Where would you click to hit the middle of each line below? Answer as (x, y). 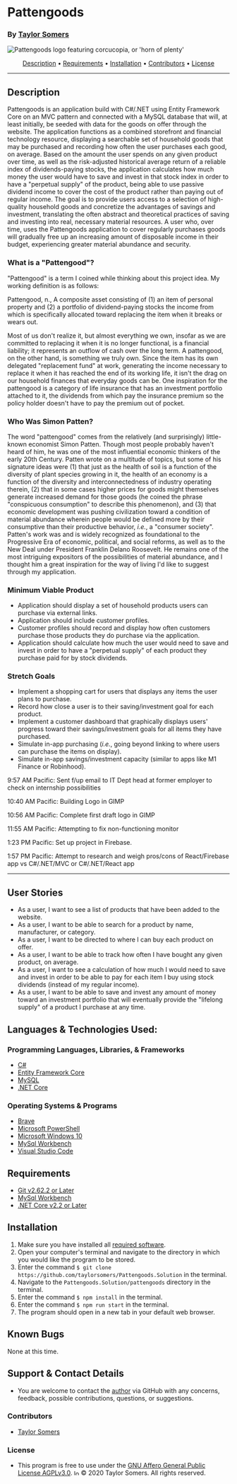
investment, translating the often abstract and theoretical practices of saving (119, 214)
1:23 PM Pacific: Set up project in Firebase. (70, 843)
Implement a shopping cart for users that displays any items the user (117, 691)
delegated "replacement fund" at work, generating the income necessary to (117, 365)
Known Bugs (36, 1335)
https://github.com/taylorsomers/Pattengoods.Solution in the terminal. (122, 1274)
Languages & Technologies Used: (83, 1029)
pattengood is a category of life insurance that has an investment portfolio (115, 388)
